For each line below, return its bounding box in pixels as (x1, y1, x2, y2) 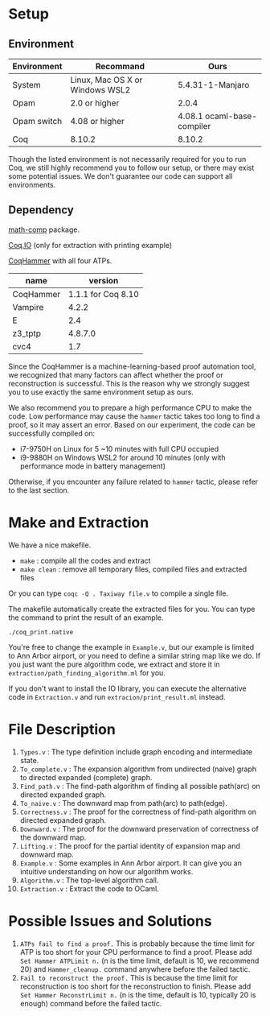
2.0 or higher (70, 97, 120, 109)
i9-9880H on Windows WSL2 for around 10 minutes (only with (19, 452, 227, 462)
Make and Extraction (8, 514, 149, 531)
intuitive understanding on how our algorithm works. (19, 866, 194, 876)
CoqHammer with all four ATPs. (8, 255, 112, 266)
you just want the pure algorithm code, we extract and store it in (8, 659, 220, 669)
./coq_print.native (8, 628, 74, 636)
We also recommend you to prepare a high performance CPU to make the (8, 403, 252, 412)
